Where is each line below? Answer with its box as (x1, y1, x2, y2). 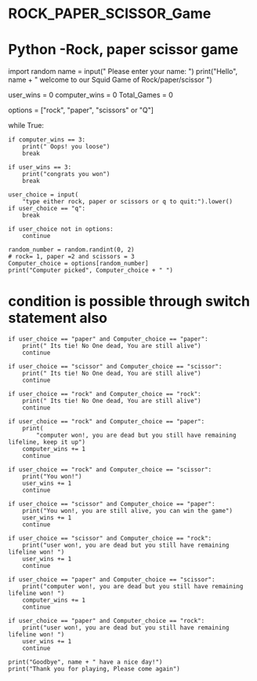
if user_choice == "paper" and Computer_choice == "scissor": (8, 576, 215, 584)
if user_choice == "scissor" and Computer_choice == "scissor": (8, 363, 223, 371)
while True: (8, 121, 45, 130)
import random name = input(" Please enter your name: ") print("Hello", (8, 67, 238, 76)
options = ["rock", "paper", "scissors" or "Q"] (8, 105, 154, 115)
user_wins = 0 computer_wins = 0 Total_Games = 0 (8, 90, 174, 100)
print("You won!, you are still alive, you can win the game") (22, 507, 233, 515)
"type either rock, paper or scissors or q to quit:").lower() (22, 198, 233, 206)
